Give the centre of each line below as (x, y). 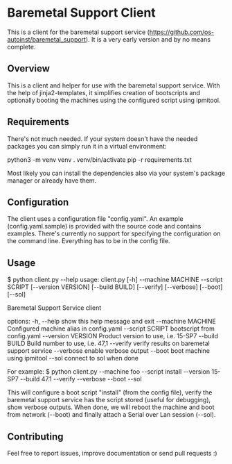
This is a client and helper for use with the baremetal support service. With (114, 85)
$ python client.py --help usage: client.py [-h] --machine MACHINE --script (115, 280)
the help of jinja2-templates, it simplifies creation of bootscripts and (104, 92)
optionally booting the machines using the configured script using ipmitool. (114, 100)
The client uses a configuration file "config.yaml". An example (95, 219)
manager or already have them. (52, 180)
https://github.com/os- (182, 32)
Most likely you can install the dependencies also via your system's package (116, 173)
